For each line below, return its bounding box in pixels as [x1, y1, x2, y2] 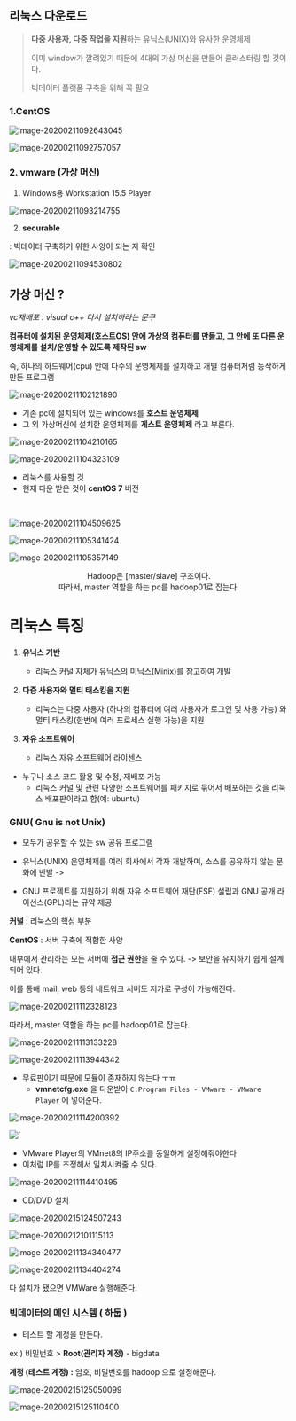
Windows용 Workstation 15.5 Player [21, 188, 152, 199]
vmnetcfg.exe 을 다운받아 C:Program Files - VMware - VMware [35, 1084, 261, 1095]
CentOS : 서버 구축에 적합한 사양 [9, 934, 124, 946]
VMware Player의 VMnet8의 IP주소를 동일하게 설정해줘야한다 [21, 1148, 238, 1159]
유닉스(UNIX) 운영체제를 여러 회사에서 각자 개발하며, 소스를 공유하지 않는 [21, 856, 275, 867]
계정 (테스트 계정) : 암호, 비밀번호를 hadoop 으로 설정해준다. [9, 1366, 217, 1377]
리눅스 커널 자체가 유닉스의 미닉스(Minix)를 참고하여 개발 [35, 666, 232, 676]
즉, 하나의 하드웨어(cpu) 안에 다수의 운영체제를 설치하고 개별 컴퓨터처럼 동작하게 [9, 361, 286, 371]
